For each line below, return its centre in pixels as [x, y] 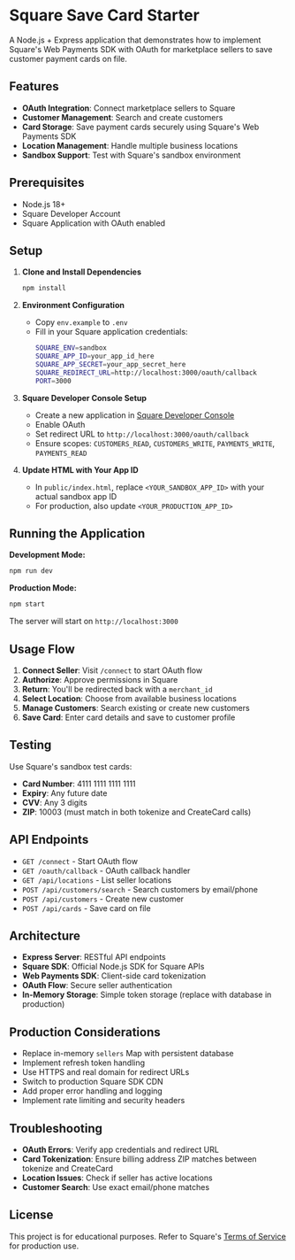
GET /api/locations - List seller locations [97, 880]
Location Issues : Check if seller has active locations [117, 1178]
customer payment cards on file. [68, 58]
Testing [30, 745]
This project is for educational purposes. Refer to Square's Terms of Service [148, 1236]
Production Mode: [43, 588]
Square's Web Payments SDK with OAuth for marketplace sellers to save [141, 49]
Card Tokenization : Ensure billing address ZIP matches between [140, 1159]
